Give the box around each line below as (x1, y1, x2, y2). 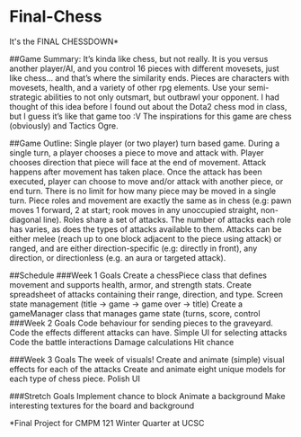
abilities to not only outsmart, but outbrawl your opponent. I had (43, 92, 280, 103)
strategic (9, 92, 42, 103)
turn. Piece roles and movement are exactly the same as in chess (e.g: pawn (9, 195, 292, 206)
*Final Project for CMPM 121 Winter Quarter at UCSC (9, 417, 205, 428)
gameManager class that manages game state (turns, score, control (9, 308, 261, 318)
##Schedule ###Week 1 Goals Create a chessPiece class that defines (9, 270, 268, 281)
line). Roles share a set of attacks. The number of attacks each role (43, 214, 292, 225)
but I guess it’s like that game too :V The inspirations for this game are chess (9, 111, 292, 121)
